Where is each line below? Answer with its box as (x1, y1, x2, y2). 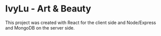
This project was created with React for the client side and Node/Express (5, 19, 156, 25)
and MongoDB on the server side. (5, 24, 75, 30)
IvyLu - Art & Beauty (5, 3, 91, 14)
